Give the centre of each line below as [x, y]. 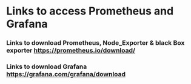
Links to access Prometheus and [90, 11]
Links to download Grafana [47, 66]
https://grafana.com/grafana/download [66, 74]
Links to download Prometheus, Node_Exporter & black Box [95, 43]
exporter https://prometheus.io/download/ [71, 51]
